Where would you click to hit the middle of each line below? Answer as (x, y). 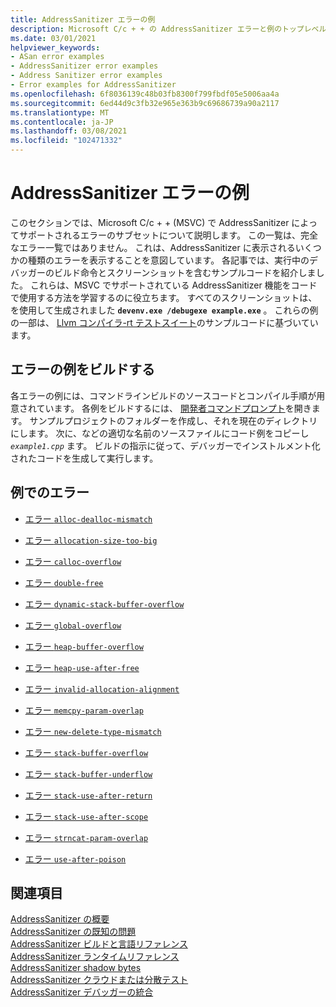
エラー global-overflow (73, 625)
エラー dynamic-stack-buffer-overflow (104, 603)
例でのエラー (50, 492)
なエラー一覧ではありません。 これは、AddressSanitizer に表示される (153, 247)
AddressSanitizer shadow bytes (76, 968)
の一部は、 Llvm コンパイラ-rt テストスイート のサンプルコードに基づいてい (164, 322)
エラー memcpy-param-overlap (84, 710)
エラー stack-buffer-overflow (86, 752)
